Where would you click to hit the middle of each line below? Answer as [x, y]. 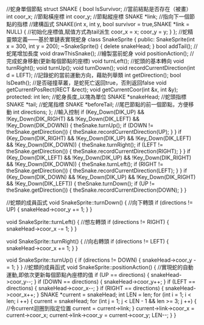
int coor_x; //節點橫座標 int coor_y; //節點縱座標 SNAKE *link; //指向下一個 [98, 16]
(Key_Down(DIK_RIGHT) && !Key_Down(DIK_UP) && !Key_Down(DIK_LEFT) [99, 138]
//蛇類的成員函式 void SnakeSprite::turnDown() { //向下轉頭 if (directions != [100, 202]
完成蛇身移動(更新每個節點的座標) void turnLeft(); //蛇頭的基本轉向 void [95, 61]
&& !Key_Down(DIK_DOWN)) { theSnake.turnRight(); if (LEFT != [85, 145]
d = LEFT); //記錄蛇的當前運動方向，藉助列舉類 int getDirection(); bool [94, 75]
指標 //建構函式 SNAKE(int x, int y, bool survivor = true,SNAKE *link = [103, 24]
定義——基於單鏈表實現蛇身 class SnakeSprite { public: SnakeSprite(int [106, 39]
